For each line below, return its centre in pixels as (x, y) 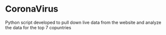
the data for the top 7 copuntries (38, 27)
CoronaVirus (32, 9)
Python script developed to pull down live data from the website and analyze (83, 22)
